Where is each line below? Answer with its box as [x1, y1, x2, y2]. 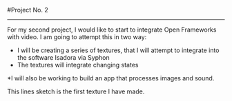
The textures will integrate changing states [17, 61, 139, 69]
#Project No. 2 [7, 6, 48, 14]
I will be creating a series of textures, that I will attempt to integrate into [17, 46, 220, 54]
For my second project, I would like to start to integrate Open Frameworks [7, 25, 217, 34]
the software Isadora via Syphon [17, 54, 110, 61]
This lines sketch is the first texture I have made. [7, 87, 145, 96]
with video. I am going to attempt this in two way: [7, 33, 147, 41]
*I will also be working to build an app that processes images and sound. [7, 74, 215, 82]
